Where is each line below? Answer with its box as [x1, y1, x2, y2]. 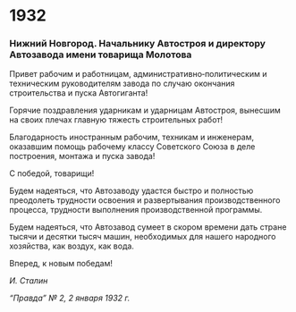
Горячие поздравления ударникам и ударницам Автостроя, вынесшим [9, 105, 281, 116]
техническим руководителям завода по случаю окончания [9, 78, 235, 89]
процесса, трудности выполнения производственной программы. [9, 205, 263, 215]
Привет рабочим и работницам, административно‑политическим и [9, 69, 267, 80]
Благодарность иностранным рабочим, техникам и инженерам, [9, 131, 255, 143]
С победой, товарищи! [9, 168, 95, 179]
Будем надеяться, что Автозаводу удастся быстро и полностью [9, 185, 254, 197]
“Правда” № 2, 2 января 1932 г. [9, 292, 131, 304]
